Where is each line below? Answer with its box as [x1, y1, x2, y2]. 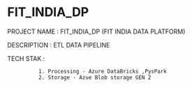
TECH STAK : [7, 54, 45, 63]
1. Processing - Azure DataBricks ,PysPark [38, 68, 168, 75]
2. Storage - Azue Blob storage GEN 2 [38, 74, 152, 81]
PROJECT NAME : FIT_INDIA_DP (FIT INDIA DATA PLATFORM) [7, 27, 186, 36]
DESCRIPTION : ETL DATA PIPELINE [7, 41, 110, 49]
